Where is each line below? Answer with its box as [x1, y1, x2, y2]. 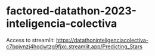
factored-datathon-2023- [6, 4, 137, 18]
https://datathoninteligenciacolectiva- [56, 36, 149, 43]
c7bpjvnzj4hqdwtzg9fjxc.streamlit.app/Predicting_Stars [6, 43, 143, 50]
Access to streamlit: [6, 36, 55, 43]
